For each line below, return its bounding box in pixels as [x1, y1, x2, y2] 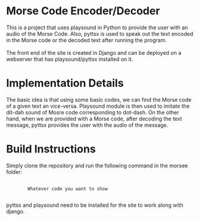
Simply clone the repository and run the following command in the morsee [6, 162, 188, 169]
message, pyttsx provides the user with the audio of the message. [6, 121, 169, 129]
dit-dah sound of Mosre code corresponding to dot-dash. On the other [6, 108, 179, 116]
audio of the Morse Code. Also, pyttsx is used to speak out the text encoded [6, 30, 194, 37]
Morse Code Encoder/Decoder [6, 4, 160, 18]
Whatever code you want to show [27, 186, 108, 192]
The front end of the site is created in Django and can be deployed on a [6, 49, 182, 56]
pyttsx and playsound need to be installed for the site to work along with [6, 201, 184, 208]
